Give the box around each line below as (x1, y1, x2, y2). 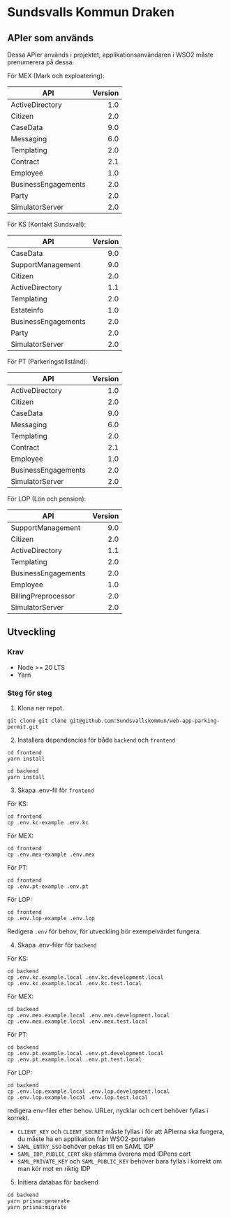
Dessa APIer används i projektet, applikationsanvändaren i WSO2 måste (7, 50, 214, 59)
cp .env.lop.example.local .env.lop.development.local (7, 1088, 170, 1095)
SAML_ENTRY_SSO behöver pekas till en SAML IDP (17, 1142, 154, 1150)
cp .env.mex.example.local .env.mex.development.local (7, 1012, 170, 1019)
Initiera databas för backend (17, 1177, 99, 1186)
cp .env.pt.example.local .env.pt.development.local (7, 1049, 164, 1056)
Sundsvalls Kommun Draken (7, 4, 174, 20)
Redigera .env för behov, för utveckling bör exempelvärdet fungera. (7, 927, 202, 936)
